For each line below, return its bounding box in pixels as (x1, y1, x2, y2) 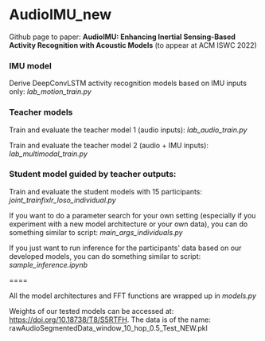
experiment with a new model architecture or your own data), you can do (9, 219, 248, 229)
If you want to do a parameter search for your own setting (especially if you (9, 210, 256, 220)
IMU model (9, 60, 53, 71)
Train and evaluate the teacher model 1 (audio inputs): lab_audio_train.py (9, 125, 247, 135)
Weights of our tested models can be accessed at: (9, 306, 174, 316)
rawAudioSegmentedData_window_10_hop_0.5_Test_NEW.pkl (9, 323, 208, 332)
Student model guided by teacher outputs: (9, 169, 177, 180)
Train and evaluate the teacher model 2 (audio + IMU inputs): (9, 140, 209, 150)
